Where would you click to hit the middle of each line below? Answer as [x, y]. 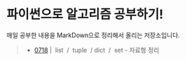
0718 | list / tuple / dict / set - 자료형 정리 [97, 50]
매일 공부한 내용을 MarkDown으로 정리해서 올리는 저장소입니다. [93, 35]
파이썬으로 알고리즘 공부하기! [85, 14]
